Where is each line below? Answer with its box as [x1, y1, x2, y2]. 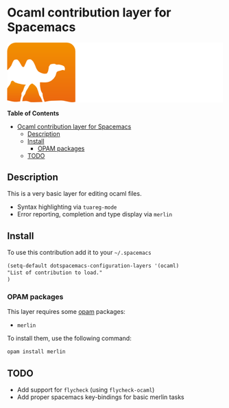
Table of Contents [7, 109, 60, 117]
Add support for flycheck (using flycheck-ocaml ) [16, 386, 155, 394]
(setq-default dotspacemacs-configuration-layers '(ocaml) [7, 262, 180, 269]
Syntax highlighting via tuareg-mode [16, 203, 117, 211]
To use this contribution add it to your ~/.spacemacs [7, 249, 152, 257]
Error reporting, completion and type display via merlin [16, 210, 173, 218]
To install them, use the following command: [7, 335, 132, 343]
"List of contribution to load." [7, 269, 103, 276]
